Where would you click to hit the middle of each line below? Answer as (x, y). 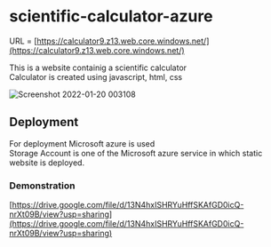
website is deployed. (47, 163)
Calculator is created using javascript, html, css (96, 76)
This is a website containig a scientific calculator (98, 68)
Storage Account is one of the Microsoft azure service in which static (136, 153)
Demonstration (42, 186)
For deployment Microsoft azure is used (82, 143)
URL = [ (23, 41)
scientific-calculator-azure (111, 16)
